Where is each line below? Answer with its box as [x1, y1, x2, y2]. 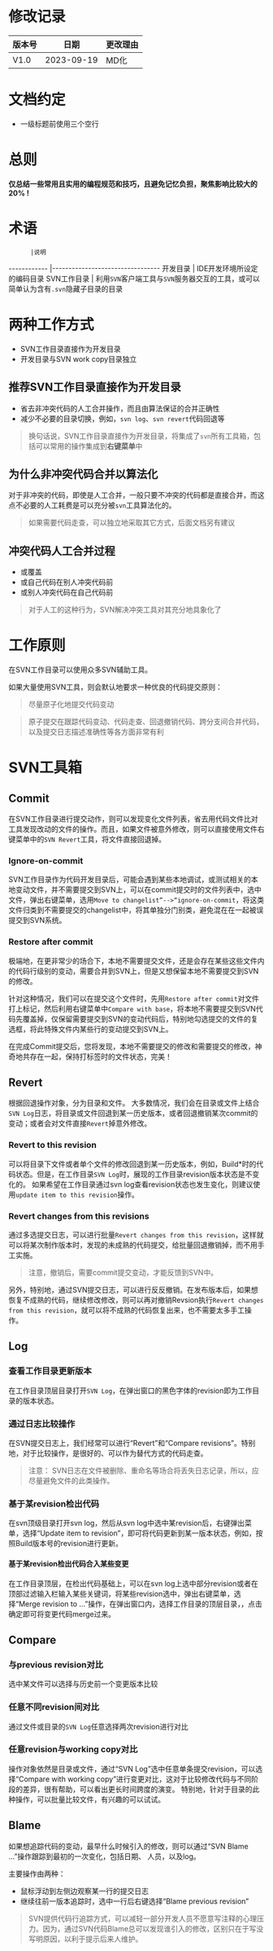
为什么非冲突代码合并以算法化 [8, 467, 158, 481]
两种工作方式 [8, 315, 95, 334]
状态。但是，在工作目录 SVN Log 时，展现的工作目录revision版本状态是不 [15, 1169, 253, 1179]
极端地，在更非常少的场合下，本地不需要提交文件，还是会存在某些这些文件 [8, 956, 258, 965]
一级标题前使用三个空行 [19, 119, 99, 129]
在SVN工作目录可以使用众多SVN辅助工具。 [8, 665, 153, 675]
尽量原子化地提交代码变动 [28, 700, 115, 710]
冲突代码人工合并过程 [8, 543, 115, 558]
